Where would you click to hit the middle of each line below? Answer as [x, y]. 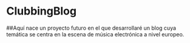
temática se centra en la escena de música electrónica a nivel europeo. [95, 34]
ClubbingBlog [42, 11]
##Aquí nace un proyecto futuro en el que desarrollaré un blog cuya [91, 28]
